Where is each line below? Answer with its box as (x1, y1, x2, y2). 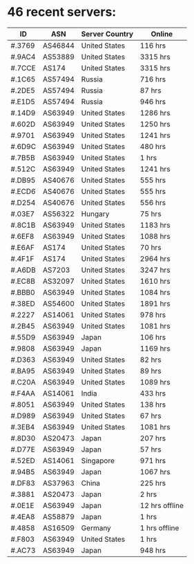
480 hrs (139, 142, 166, 151)
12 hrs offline (139, 500, 184, 510)
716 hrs (139, 74, 166, 84)
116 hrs (139, 41, 166, 50)
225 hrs (139, 478, 166, 487)
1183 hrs (139, 220, 171, 230)
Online (151, 29, 173, 39)
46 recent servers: (7, 4, 117, 20)
